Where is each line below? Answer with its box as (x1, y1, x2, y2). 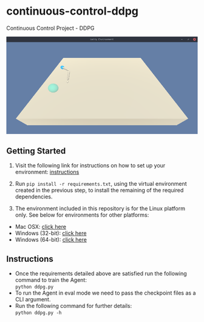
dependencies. (15, 193, 53, 200)
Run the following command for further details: (15, 303, 132, 310)
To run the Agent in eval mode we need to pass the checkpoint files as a (15, 289, 196, 296)
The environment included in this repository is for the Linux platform (15, 205, 185, 212)
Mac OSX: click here (15, 223, 67, 231)
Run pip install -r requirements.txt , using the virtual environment (15, 180, 187, 187)
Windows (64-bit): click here (15, 236, 87, 243)
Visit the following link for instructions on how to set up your (15, 162, 166, 169)
